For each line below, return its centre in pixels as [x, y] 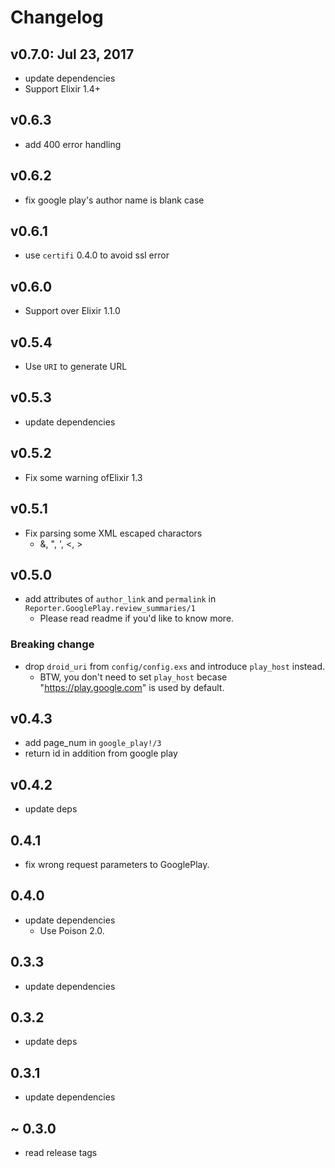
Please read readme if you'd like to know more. [137, 618]
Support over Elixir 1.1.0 [72, 311]
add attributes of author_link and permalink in [120, 599]
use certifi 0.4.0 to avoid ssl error [97, 255]
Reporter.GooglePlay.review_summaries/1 [110, 609]
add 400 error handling [73, 144]
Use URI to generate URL [76, 367]
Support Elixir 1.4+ [63, 89]
